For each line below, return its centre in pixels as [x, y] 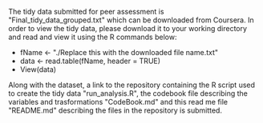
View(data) [38, 69]
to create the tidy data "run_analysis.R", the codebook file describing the [128, 93]
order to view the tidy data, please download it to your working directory [127, 28]
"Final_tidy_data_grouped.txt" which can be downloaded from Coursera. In [131, 20]
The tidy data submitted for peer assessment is [86, 12]
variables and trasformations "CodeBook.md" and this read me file [118, 102]
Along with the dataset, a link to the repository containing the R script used [131, 85]
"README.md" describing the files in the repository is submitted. [115, 110]
